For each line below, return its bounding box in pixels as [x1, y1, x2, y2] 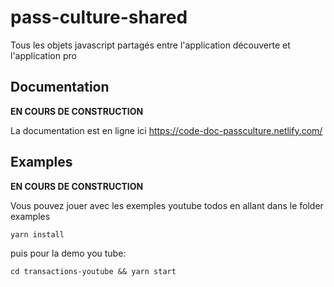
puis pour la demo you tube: [10, 247, 127, 259]
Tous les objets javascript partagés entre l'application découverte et [10, 39, 291, 51]
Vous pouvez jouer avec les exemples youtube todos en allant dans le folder [10, 199, 324, 211]
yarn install [10, 229, 65, 240]
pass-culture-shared [10, 6, 188, 29]
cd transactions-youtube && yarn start [10, 266, 177, 276]
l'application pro [10, 49, 77, 61]
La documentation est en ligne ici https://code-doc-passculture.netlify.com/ [10, 124, 323, 136]
